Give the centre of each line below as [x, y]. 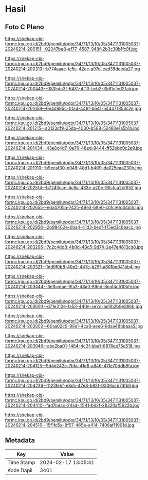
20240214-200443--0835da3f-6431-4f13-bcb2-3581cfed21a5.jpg [72, 88]
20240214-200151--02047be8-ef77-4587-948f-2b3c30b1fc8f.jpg [71, 49]
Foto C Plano [25, 27]
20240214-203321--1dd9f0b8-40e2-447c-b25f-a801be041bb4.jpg [73, 267]
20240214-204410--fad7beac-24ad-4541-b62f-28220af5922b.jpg [72, 405]
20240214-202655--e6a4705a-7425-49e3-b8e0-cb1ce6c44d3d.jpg [74, 207]
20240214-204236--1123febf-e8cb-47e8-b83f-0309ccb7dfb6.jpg [72, 385]
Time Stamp [21, 462]
